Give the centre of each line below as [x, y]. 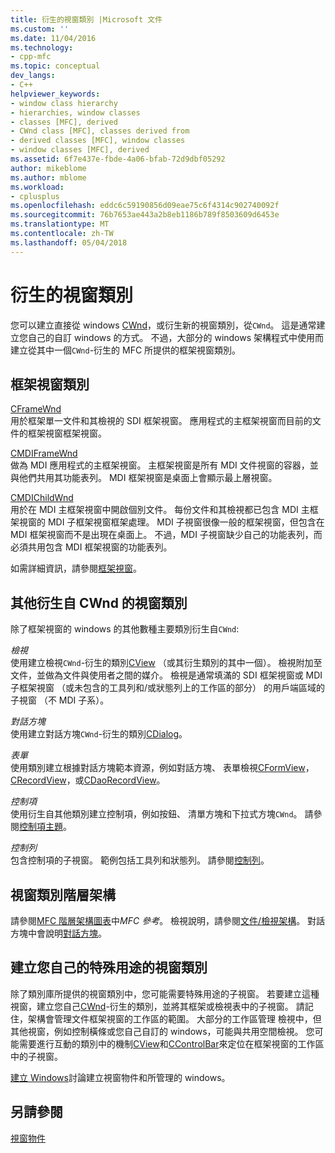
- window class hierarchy [64, 103]
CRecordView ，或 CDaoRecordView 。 [88, 780]
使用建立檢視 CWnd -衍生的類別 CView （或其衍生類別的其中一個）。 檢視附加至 [166, 663]
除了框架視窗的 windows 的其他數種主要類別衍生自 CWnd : [125, 629]
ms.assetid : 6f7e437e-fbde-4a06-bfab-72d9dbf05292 [118, 159]
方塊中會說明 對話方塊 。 [58, 933]
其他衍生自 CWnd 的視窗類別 [99, 602]
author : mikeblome [48, 168]
